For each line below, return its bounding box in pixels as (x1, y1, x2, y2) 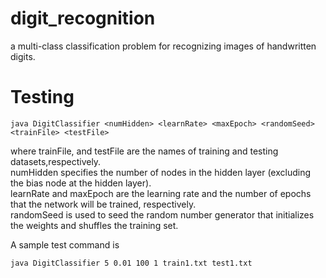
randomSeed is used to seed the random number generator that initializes (10, 208, 315, 221)
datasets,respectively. (10, 155, 102, 167)
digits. (10, 50, 36, 62)
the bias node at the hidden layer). (10, 177, 152, 189)
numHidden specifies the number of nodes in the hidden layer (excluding (10, 166, 312, 178)
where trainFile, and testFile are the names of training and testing (10, 145, 279, 157)
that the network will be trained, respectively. (10, 198, 197, 210)
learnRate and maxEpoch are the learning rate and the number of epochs (10, 187, 312, 199)
